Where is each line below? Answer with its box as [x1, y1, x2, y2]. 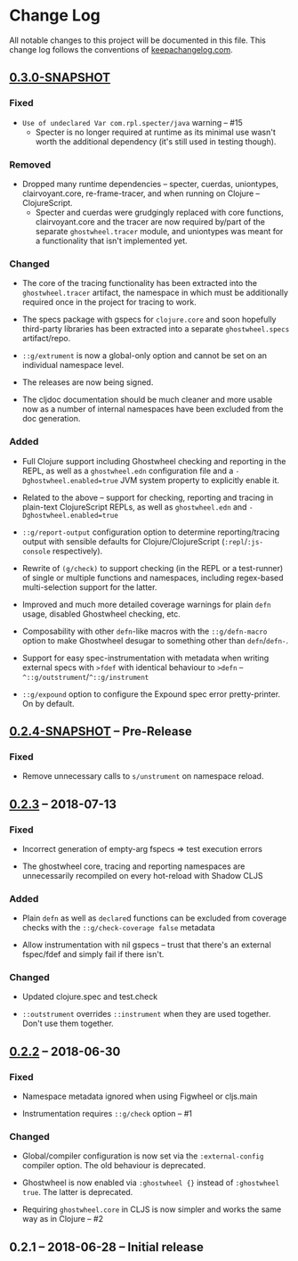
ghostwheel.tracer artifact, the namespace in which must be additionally [21, 287, 289, 299]
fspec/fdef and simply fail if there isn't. [21, 949, 165, 960]
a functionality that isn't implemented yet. [35, 235, 189, 246]
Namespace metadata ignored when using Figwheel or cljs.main [21, 1091, 258, 1101]
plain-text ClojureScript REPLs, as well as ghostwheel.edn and [21, 501, 247, 512]
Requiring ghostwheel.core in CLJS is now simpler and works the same [21, 1204, 282, 1215]
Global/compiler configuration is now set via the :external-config [21, 1150, 264, 1161]
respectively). [52, 545, 103, 556]
